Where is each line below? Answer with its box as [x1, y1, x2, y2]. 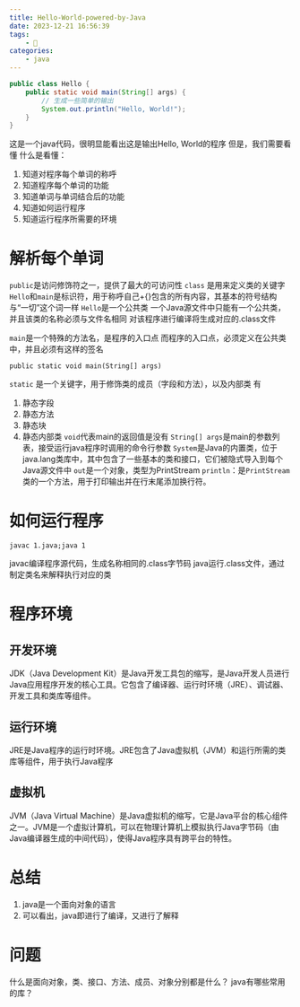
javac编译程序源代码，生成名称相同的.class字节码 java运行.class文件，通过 [9, 558, 285, 569]
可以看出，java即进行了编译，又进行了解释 [21, 910, 179, 921]
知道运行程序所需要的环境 [21, 214, 117, 224]
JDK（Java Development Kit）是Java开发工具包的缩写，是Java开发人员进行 [9, 668, 290, 679]
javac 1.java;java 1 [9, 541, 87, 550]
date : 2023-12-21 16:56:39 [9, 22, 110, 31]
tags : [9, 30, 30, 39]
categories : [9, 47, 54, 56]
